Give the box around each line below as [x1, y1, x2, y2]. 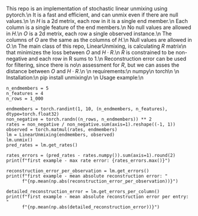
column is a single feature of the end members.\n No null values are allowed [6, 24, 191, 31]
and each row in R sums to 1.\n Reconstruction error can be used [28, 55, 186, 62]
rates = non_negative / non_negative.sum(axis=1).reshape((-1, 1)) [6, 122, 176, 127]
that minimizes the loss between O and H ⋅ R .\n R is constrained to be [6, 49, 174, 55]
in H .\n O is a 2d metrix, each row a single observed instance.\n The [6, 30, 172, 37]
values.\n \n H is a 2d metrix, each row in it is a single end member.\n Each [6, 18, 188, 24]
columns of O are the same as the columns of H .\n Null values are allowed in [6, 37, 192, 43]
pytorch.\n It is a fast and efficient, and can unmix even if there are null [6, 11, 178, 18]
